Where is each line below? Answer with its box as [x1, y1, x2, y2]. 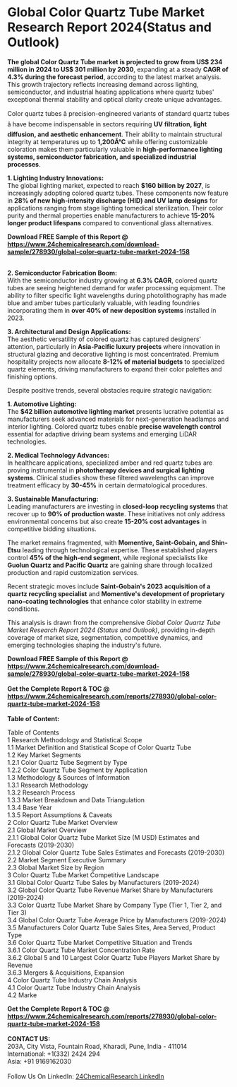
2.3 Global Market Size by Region [7, 863, 104, 872]
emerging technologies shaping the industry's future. [7, 641, 162, 649]
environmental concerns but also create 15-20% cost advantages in [7, 517, 207, 525]
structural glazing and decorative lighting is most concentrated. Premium [7, 350, 219, 358]
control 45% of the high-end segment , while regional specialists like [7, 553, 208, 562]
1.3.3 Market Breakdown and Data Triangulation [7, 795, 145, 804]
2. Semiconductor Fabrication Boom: [7, 268, 118, 277]
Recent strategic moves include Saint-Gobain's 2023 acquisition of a [7, 582, 211, 590]
